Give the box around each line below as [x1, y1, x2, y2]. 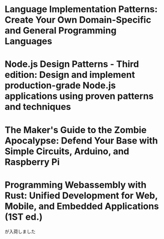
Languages [5, 36, 52, 47]
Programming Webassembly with [5, 179, 146, 190]
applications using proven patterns [5, 90, 154, 102]
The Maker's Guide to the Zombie [5, 124, 147, 136]
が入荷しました [5, 228, 36, 234]
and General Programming [5, 25, 117, 36]
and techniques [5, 101, 71, 112]
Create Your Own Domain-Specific [5, 14, 151, 26]
